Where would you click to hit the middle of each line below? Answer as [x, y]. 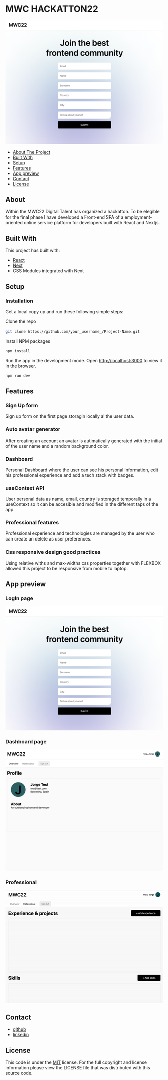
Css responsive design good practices [53, 552]
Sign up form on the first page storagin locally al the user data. [70, 416]
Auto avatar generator [33, 429]
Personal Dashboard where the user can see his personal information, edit [82, 470]
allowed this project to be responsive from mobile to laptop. [67, 568]
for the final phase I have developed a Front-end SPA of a [64, 217]
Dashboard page [26, 742]
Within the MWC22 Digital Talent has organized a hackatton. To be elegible [82, 212]
